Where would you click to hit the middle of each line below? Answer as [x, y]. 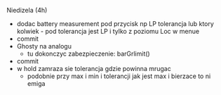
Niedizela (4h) [27, 10]
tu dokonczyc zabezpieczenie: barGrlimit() [88, 53]
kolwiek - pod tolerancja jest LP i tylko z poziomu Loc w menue [108, 31]
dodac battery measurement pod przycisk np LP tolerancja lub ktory [115, 24]
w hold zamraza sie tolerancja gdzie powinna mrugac [94, 69]
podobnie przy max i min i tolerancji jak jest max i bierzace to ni [119, 76]
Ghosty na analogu [44, 46]
